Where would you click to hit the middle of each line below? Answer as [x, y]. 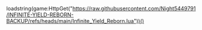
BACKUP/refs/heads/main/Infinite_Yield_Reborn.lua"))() [75, 21]
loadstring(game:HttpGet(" [39, 9]
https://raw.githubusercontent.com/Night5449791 [134, 9]
